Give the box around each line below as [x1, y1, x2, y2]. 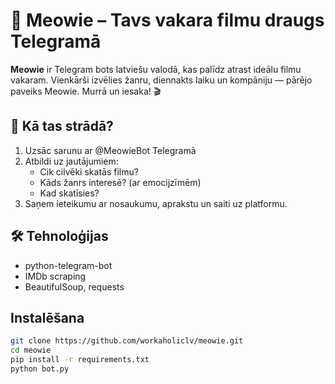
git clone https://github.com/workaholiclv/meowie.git [10, 336, 244, 346]
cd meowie [10, 345, 52, 356]
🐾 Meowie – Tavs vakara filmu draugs [10, 9, 325, 32]
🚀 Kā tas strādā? [10, 118, 114, 135]
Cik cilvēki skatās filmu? [39, 165, 139, 178]
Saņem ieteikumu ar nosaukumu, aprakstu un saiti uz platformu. [24, 197, 288, 209]
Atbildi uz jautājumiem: [24, 155, 119, 167]
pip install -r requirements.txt [10, 355, 150, 365]
